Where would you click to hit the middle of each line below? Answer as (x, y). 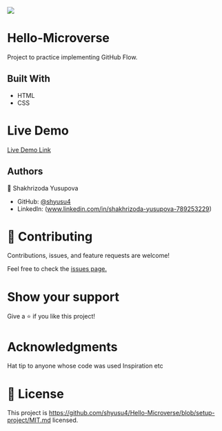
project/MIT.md (29, 420)
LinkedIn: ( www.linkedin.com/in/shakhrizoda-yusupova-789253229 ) (114, 209)
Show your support (63, 297)
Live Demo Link (29, 150)
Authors (25, 171)
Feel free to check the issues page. (57, 269)
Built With (29, 79)
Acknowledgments (63, 347)
